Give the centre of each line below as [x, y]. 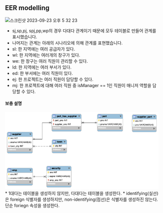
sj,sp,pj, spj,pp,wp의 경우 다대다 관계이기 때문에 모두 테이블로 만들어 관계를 [84, 31]
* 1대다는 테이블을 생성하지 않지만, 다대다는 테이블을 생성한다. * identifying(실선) [82, 194]
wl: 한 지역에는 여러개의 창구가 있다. [46, 55]
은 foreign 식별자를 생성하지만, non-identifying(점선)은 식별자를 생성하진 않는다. [81, 199]
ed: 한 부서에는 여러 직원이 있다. [42, 73]
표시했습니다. [25, 36]
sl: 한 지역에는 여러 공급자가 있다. [44, 49]
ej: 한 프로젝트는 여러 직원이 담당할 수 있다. [53, 79]
